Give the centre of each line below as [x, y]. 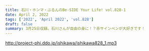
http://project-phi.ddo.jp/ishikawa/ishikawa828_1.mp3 [61, 43]
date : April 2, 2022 [27, 15]
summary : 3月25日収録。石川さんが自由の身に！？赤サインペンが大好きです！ [75, 29]
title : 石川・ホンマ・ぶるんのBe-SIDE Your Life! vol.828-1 [66, 10]
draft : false [19, 24]
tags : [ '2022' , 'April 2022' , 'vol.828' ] [49, 19]
